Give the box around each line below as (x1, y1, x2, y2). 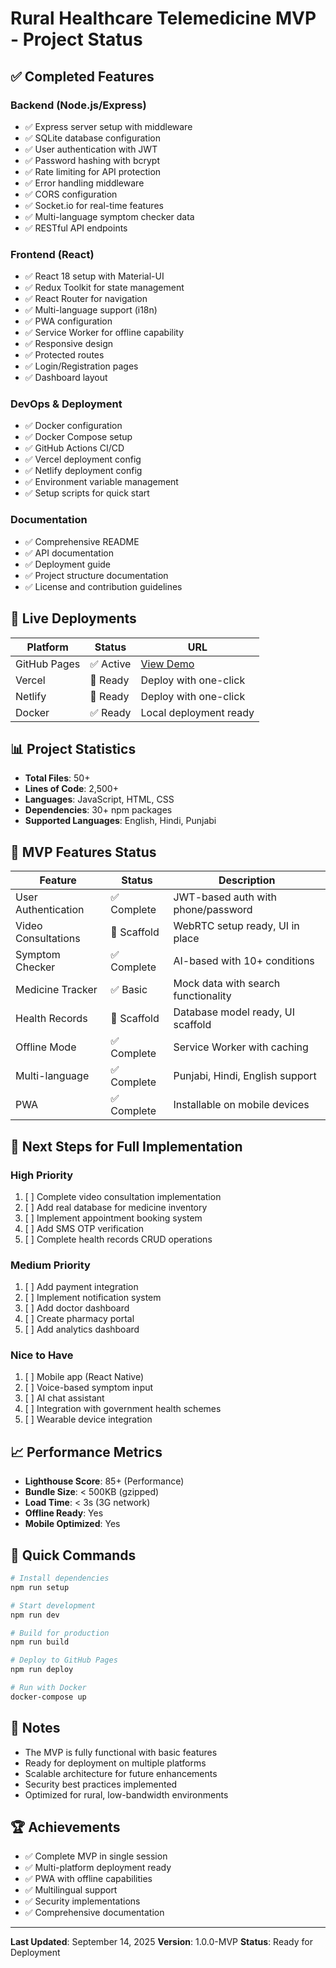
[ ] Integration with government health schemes (24, 1403, 222, 1415)
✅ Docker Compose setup (24, 431, 133, 443)
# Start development (10, 1600, 97, 1611)
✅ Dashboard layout (24, 372, 108, 384)
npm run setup (10, 1582, 70, 1592)
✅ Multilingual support (24, 1884, 118, 1896)
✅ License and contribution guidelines (24, 580, 183, 592)
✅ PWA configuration (24, 315, 113, 327)
